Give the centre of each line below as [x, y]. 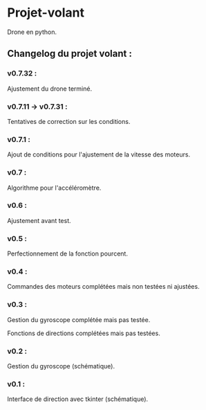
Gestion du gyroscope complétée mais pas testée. [79, 319]
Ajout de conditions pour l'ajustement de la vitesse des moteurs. [99, 154]
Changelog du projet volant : [70, 54]
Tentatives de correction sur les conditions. [69, 121]
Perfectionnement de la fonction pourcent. [67, 253]
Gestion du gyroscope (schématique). [61, 366]
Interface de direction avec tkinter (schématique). [78, 399]
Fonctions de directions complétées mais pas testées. [84, 333]
